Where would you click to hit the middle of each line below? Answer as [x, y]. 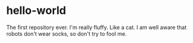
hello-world [36, 11]
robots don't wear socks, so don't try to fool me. [67, 33]
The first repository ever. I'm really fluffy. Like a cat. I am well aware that [96, 27]
